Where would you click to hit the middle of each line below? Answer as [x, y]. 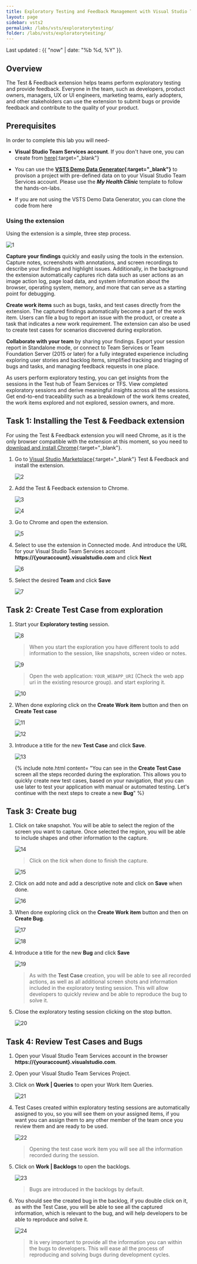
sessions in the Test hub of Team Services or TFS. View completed [87, 384]
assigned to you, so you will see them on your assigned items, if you [97, 1114]
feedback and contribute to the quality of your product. [73, 107]
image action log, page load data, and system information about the [88, 281]
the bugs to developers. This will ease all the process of [96, 1249]
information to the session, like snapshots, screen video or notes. [108, 653]
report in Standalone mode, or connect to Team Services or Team [85, 348]
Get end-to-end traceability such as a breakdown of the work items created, [98, 396]
